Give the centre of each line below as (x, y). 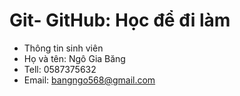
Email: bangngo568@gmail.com (89, 80)
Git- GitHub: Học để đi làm (120, 20)
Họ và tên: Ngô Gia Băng (74, 58)
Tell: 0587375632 (60, 69)
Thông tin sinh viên (63, 48)
